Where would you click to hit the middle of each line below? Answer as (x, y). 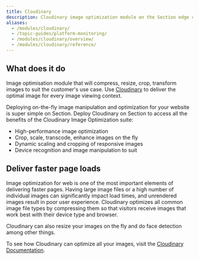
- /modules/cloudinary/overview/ (53, 39)
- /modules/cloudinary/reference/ (54, 45)
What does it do (36, 69)
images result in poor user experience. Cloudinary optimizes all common (94, 202)
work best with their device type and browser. (62, 215)
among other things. (31, 232)
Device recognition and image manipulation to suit (76, 150)
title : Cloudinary (29, 12)
